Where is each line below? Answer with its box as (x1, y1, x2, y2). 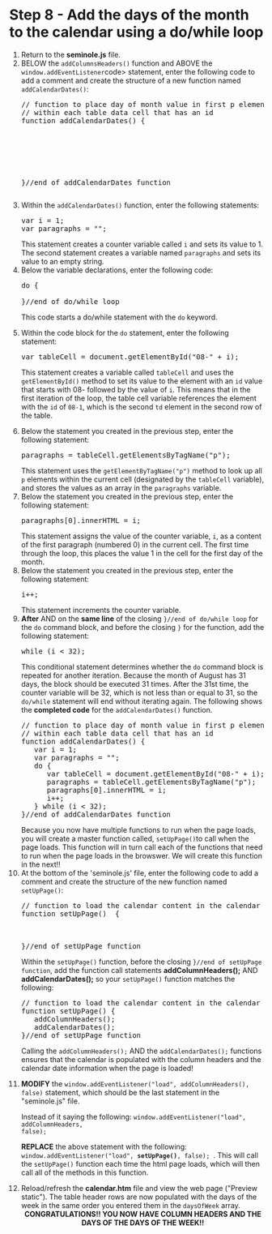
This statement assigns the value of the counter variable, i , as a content (20, 531, 262, 541)
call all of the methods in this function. (20, 1168, 149, 1177)
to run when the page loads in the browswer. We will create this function (20, 851, 262, 860)
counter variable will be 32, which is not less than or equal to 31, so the (20, 688, 258, 697)
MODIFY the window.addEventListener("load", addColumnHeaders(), (20, 1078, 250, 1088)
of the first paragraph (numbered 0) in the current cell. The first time (20, 539, 249, 549)
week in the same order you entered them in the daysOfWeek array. (20, 1200, 241, 1210)
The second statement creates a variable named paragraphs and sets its (20, 247, 261, 257)
